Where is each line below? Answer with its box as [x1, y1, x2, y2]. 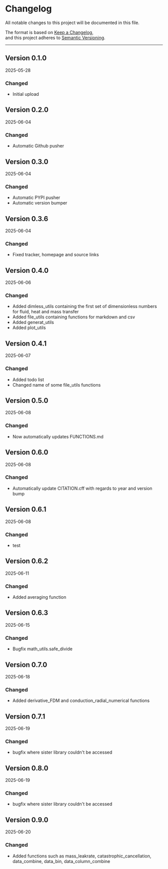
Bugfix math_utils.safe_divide [12, 646, 72, 652]
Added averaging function [12, 594, 66, 600]
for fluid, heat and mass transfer [12, 309, 79, 315]
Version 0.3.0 [5, 157, 48, 166]
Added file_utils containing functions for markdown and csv [12, 314, 135, 320]
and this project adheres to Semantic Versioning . [5, 35, 106, 41]
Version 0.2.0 [5, 106, 49, 114]
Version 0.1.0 [5, 54, 47, 63]
